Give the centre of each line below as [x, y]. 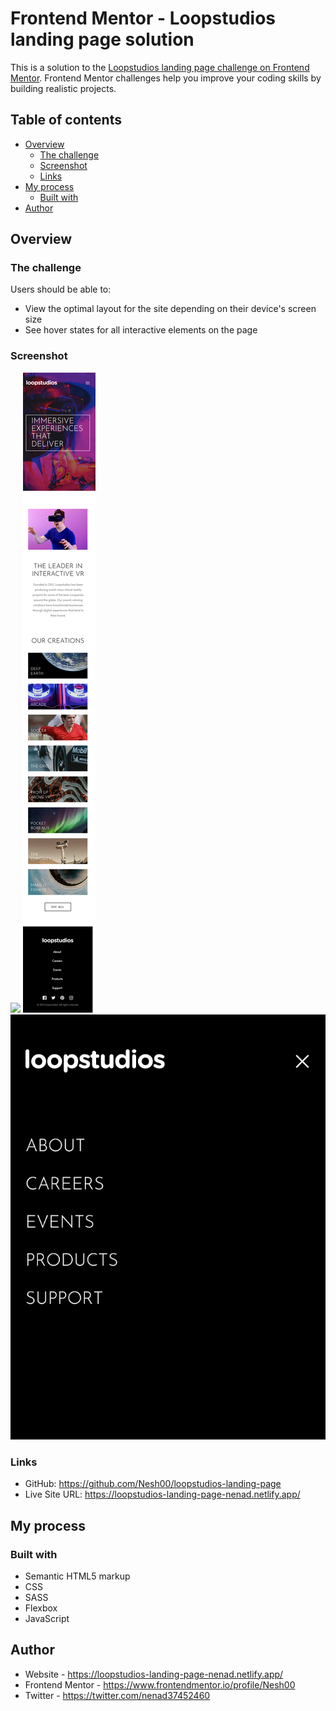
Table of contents [66, 120]
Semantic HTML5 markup [77, 1576]
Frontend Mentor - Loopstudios [143, 18]
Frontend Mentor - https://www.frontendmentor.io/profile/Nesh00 [160, 1684]
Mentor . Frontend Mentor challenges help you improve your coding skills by [166, 78]
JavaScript [47, 1618]
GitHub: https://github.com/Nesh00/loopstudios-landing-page [153, 1484]
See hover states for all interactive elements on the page [141, 330]
